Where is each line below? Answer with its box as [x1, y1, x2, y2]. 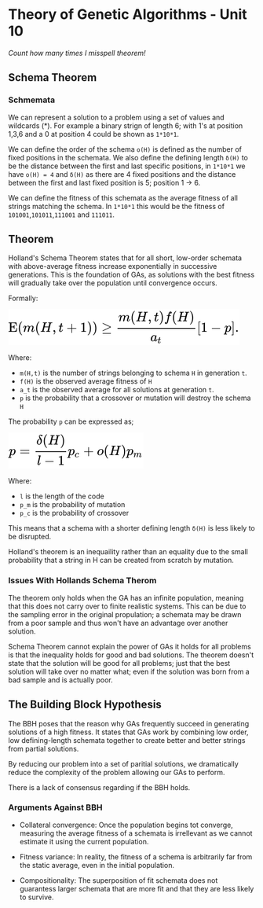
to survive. [19, 892, 54, 902]
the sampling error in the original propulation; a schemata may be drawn [8, 609, 242, 619]
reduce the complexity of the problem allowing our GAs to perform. [8, 767, 225, 777]
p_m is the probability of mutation [19, 500, 126, 509]
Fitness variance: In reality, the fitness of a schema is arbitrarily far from [19, 851, 253, 862]
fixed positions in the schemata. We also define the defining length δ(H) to [8, 153, 249, 162]
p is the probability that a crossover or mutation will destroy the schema [19, 393, 251, 403]
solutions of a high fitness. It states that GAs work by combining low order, [8, 727, 249, 737]
